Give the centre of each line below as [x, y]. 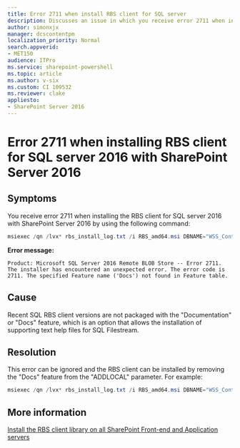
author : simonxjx [33, 27]
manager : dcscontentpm [41, 34]
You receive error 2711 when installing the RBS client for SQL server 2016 [115, 215]
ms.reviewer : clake [36, 93]
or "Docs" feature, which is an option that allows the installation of [105, 322]
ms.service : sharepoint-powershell [60, 67]
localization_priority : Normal [54, 41]
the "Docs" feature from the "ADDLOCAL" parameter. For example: [105, 377]
